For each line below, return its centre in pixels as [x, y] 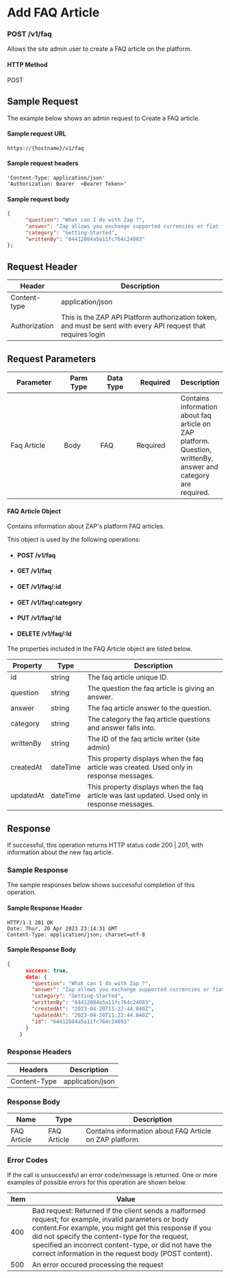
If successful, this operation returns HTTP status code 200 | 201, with [105, 845]
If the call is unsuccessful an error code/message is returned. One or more [112, 1175]
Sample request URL [37, 134]
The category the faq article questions [149, 719]
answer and [200, 466]
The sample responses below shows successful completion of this [101, 885]
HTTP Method [27, 65]
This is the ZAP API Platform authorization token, [139, 317]
